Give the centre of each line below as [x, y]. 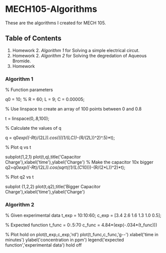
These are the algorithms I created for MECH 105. [55, 23]
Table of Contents [33, 38]
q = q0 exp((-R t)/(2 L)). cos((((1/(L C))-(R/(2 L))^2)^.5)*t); [60, 138]
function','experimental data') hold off [43, 245]
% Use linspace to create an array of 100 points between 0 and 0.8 [74, 109]
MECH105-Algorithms [51, 9]
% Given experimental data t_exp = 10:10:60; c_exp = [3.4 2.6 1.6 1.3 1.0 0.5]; [83, 215]
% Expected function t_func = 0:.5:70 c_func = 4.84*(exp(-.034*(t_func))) [81, 225]
